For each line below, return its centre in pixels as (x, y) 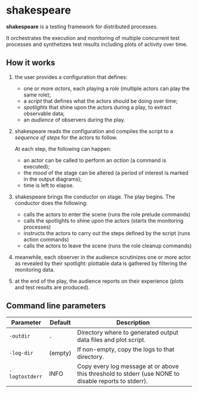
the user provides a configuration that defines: (71, 77)
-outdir (20, 336)
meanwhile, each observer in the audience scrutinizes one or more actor (103, 257)
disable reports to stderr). (113, 381)
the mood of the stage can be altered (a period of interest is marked (106, 173)
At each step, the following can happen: (63, 148)
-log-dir (21, 353)
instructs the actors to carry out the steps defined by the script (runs (107, 233)
